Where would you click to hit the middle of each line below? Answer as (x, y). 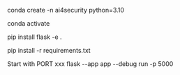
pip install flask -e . (35, 37)
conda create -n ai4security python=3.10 (66, 10)
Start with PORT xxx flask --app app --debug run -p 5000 (90, 64)
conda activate (29, 23)
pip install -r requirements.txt (49, 50)
